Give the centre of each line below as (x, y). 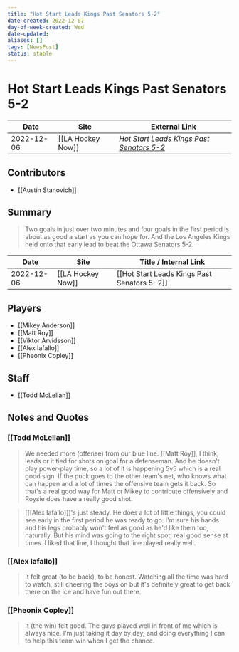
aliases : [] (25, 41)
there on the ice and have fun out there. (83, 592)
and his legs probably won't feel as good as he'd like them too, (117, 527)
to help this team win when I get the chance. (90, 641)
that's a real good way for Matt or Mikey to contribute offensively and (126, 491)
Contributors (37, 173)
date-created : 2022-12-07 (46, 21)
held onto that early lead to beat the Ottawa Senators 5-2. (109, 244)
